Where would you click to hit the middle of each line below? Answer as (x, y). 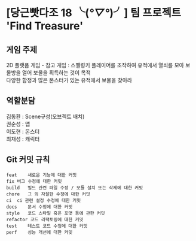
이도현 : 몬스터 (23, 131)
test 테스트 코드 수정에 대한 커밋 (47, 226)
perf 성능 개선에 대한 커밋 (39, 232)
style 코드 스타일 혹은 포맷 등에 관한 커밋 (56, 213)
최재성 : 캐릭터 (23, 138)
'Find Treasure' (45, 26)
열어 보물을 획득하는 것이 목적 (56, 73)
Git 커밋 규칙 (28, 160)
